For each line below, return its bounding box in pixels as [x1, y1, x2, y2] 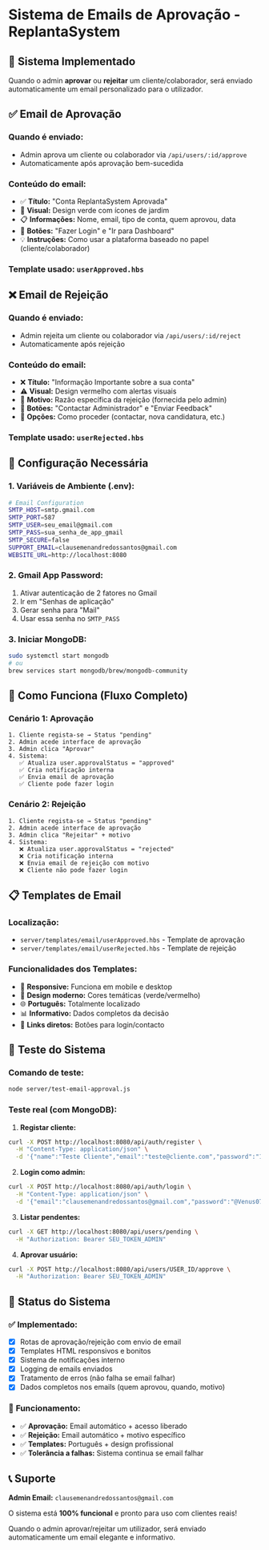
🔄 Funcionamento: [8, 1403, 82, 1414]
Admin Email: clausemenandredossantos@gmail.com [8, 1493, 174, 1503]
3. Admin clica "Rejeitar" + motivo [8, 831, 130, 839]
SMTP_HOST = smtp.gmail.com [8, 507, 94, 515]
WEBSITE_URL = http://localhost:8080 [8, 551, 127, 559]
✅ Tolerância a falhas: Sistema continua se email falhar [19, 1448, 204, 1458]
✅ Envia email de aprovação [18, 773, 114, 781]
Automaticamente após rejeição [19, 339, 126, 349]
